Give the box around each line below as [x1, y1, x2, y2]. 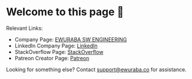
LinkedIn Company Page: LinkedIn [14, 42, 98, 49]
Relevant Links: [6, 25, 43, 32]
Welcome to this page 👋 [6, 5, 124, 19]
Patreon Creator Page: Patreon [14, 54, 90, 61]
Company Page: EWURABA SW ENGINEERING [14, 36, 127, 43]
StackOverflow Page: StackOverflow [14, 48, 104, 55]
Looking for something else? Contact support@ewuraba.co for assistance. [6, 66, 187, 73]
